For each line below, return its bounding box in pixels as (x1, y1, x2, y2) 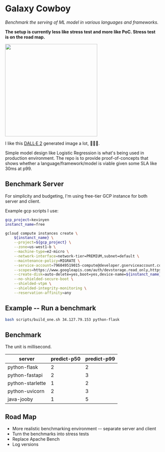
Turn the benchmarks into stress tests (12, 431, 89, 437)
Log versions (12, 442, 39, 448)
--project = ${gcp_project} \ (14, 240, 71, 245)
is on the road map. (5, 34, 45, 40)
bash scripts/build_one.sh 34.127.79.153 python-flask (5, 317, 120, 322)
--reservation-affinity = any (14, 290, 71, 295)
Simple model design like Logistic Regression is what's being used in (5, 150, 144, 156)
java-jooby (7, 396, 33, 403)
